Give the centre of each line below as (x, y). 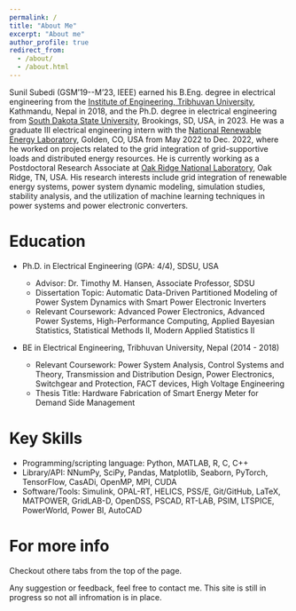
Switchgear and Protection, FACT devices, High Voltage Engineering (160, 384)
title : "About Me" (43, 26)
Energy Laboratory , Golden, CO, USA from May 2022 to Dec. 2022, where (144, 139)
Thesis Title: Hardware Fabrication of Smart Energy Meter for (147, 393)
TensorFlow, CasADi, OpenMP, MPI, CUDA (99, 481)
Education (47, 242)
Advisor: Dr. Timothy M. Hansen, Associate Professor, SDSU (145, 283)
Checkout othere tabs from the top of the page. (96, 570)
